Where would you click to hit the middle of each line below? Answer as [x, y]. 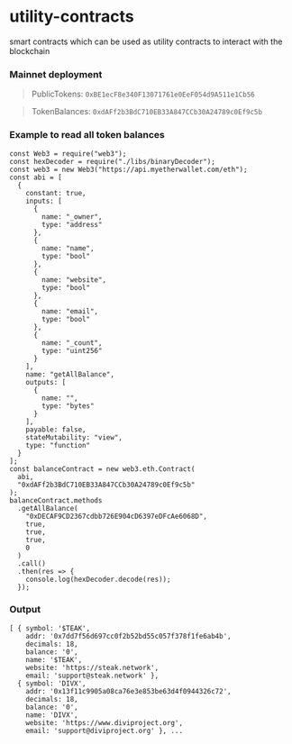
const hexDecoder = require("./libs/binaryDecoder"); [113, 161]
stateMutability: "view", [74, 437]
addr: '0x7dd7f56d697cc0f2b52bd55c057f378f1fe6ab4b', [128, 636]
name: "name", [68, 248]
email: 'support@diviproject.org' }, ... [104, 730]
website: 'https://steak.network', [92, 667]
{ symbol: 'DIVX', [52, 683]
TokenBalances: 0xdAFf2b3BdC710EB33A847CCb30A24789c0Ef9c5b [147, 112]
